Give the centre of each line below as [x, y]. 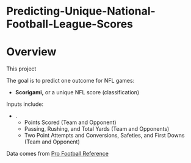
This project [21, 69]
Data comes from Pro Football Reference [57, 154]
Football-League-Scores [70, 24]
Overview [31, 52]
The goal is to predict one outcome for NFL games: [70, 81]
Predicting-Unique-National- [81, 11]
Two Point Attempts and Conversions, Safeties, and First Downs [104, 136]
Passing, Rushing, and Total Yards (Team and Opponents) [97, 129]
